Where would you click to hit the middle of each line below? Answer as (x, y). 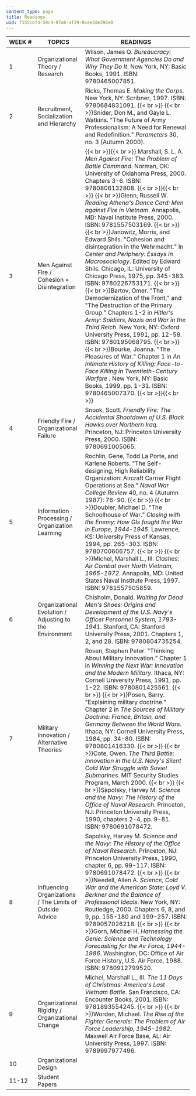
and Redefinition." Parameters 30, (132, 135)
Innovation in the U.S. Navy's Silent (133, 761)
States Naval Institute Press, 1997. (132, 581)
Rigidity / (50, 1010)
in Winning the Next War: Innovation (134, 665)
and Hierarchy (57, 124)
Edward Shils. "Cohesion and (125, 240)
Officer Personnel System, (121, 620)
